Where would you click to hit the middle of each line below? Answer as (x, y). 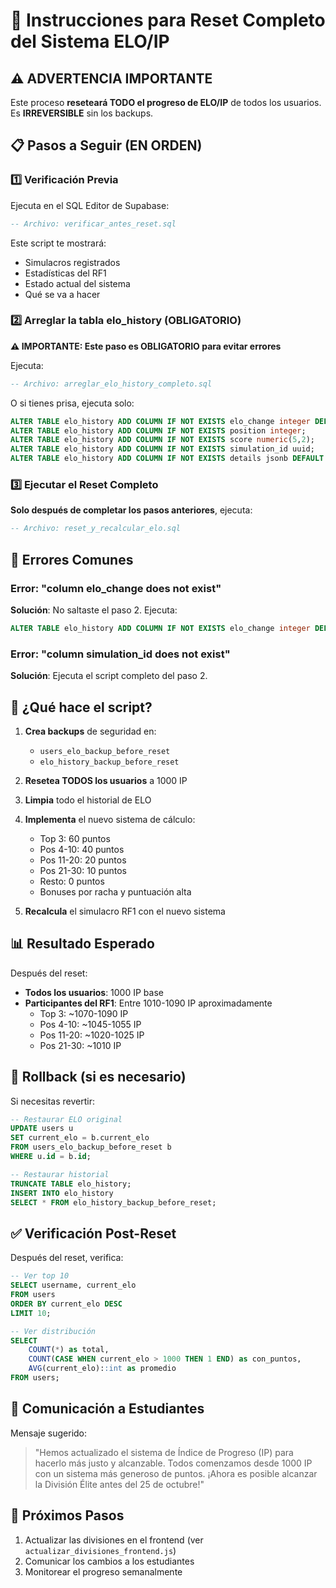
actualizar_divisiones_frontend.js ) (100, 1550)
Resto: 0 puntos (72, 881)
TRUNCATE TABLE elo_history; (71, 1184)
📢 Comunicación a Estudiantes (107, 1409)
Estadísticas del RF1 (65, 273)
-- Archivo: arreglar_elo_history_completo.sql (111, 384)
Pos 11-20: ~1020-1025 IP (92, 1035)
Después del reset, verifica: (67, 1258)
